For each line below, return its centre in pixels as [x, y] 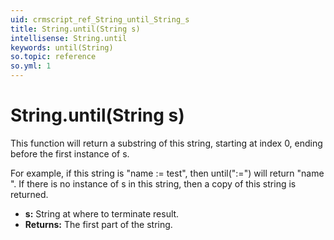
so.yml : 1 [31, 66]
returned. [29, 194]
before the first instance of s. [70, 153]
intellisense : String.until [69, 38]
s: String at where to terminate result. [102, 213]
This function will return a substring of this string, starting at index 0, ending [166, 143]
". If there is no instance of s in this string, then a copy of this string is [153, 183]
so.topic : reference [53, 57]
